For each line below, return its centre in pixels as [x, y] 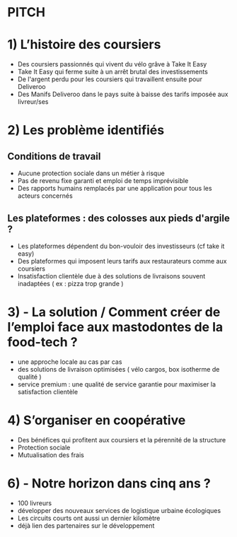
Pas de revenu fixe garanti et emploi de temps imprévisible [103, 181]
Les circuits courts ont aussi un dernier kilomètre [89, 518]
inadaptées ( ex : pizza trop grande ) [70, 283]
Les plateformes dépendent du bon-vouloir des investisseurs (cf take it [121, 246]
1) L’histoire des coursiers [84, 45]
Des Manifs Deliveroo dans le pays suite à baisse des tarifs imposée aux [123, 94]
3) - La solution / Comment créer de [114, 312]
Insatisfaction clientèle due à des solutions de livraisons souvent [111, 276]
